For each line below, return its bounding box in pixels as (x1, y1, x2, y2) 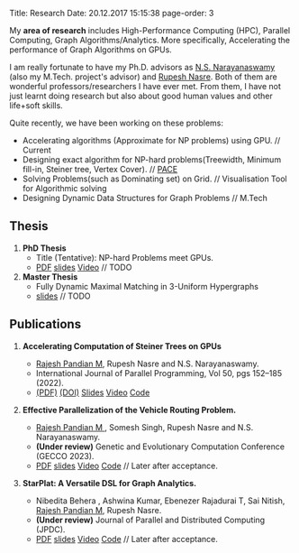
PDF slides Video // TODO (35, 262, 132, 272)
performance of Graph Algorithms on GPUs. (9, 44, 173, 55)
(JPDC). (35, 523, 66, 535)
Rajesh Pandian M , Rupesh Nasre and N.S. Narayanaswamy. (35, 358, 259, 369)
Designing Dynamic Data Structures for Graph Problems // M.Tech (22, 193, 267, 203)
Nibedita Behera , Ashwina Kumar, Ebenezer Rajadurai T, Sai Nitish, (35, 495, 285, 506)
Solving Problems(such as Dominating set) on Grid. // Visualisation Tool (22, 173, 287, 184)
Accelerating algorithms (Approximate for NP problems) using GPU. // (22, 135, 281, 145)
